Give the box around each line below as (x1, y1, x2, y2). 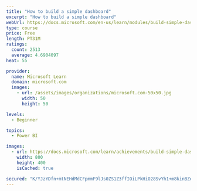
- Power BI (11, 133, 38, 139)
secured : (6, 176, 28, 182)
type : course (6, 25, 38, 31)
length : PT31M (6, 36, 41, 42)
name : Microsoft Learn (11, 74, 67, 80)
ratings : (6, 42, 28, 47)
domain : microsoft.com (11, 79, 67, 85)
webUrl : (6, 19, 25, 25)
